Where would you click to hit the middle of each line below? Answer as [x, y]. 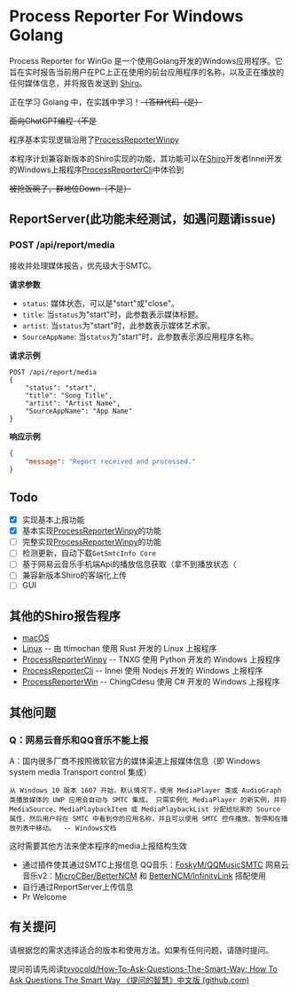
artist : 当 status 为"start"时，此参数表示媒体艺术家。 [118, 325]
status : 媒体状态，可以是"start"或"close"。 [100, 303]
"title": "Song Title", [69, 395]
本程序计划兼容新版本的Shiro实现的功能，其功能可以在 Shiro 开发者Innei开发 [146, 158]
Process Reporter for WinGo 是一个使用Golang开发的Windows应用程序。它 [146, 60]
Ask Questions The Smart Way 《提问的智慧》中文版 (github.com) [129, 980]
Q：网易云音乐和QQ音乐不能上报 [79, 740]
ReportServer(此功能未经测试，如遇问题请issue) [143, 219]
